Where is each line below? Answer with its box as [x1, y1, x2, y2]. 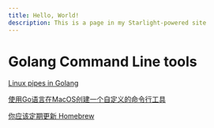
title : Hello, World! [8, 11, 80, 20]
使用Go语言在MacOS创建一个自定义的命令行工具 [8, 95, 167, 104]
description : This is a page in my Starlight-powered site [8, 19, 207, 27]
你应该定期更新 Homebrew [8, 112, 95, 121]
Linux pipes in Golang [8, 79, 79, 88]
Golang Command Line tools [8, 53, 197, 71]
